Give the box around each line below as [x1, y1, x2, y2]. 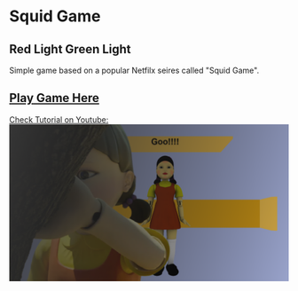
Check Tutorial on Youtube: [9, 114, 109, 125]
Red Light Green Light [9, 42, 131, 57]
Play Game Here [9, 90, 100, 106]
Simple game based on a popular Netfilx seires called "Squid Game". [9, 65, 260, 75]
